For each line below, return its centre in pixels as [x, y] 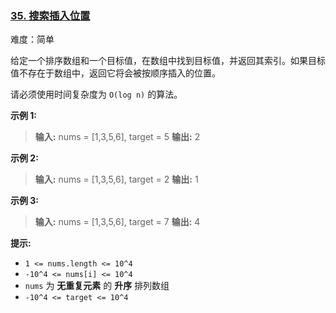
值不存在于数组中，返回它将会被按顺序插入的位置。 [115, 73]
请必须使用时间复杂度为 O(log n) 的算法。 [96, 94]
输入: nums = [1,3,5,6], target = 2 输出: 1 [116, 179]
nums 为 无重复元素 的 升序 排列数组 [97, 286]
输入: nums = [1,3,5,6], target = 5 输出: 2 [117, 137]
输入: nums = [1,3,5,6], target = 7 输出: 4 [117, 222]
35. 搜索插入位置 [50, 15]
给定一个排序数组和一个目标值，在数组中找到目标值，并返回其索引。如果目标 [168, 61]
